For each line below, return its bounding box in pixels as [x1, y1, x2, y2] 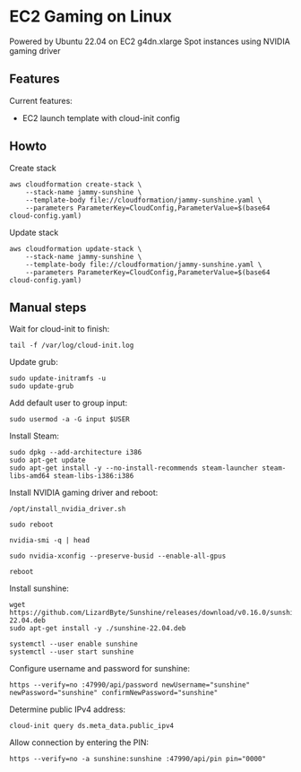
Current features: [9, 95, 73, 106]
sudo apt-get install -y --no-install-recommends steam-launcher [9, 464, 258, 473]
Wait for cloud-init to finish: [9, 324, 110, 334]
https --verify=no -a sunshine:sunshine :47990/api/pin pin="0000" [9, 755, 267, 764]
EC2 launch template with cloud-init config [21, 112, 181, 123]
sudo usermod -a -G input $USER [9, 415, 130, 424]
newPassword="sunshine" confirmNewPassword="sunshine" [9, 689, 219, 698]
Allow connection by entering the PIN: [9, 737, 150, 748]
